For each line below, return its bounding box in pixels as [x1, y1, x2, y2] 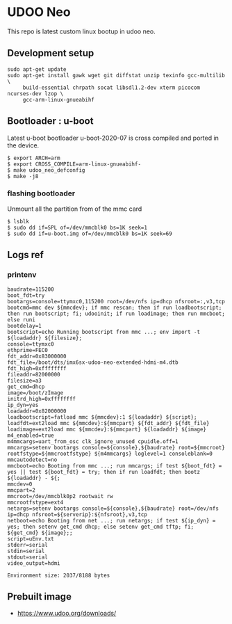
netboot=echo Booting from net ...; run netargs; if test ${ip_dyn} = [7, 517, 216, 524]
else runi [7, 316, 36, 323]
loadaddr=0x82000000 [7, 408, 67, 415]
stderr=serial [7, 541, 49, 548]
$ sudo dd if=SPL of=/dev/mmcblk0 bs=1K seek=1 [7, 224, 148, 231]
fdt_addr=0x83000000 [7, 353, 67, 360]
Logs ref [7, 249, 44, 261]
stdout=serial [7, 554, 49, 561]
